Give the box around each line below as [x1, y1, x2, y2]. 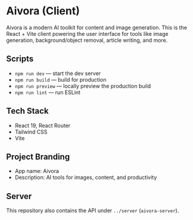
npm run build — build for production [14, 76, 107, 83]
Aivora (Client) [6, 4, 80, 18]
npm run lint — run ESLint [14, 88, 80, 96]
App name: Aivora [14, 168, 60, 175]
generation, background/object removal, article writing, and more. [6, 36, 168, 44]
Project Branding [6, 151, 70, 162]
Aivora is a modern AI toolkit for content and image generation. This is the [6, 24, 188, 31]
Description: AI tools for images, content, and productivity [14, 174, 157, 181]
